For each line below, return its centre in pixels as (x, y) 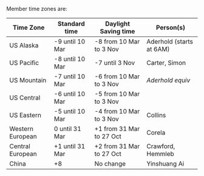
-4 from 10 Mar (117, 111)
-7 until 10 (70, 76)
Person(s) (170, 28)
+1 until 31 (70, 146)
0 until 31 (68, 129)
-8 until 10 (70, 59)
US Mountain (28, 80)
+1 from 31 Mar (117, 129)
